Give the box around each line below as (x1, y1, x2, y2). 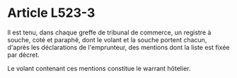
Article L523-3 (7, 5, 96, 21)
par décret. (7, 51, 40, 59)
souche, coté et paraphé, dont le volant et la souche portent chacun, (7, 35, 207, 44)
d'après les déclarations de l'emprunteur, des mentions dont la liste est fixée (7, 43, 230, 51)
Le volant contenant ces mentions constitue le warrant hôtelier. (7, 64, 191, 72)
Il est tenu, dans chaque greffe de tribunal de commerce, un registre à (7, 28, 212, 37)
